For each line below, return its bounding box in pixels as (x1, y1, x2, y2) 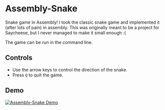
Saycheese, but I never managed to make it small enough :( (5, 30, 126, 36)
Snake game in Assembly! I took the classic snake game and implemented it (5, 19, 160, 25)
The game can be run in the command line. (5, 39, 93, 45)
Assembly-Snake (5, 3, 78, 14)
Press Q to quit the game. (12, 72, 63, 78)
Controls (5, 54, 33, 62)
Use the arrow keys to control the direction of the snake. (12, 67, 128, 73)
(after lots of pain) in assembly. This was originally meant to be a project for (5, 24, 160, 30)
